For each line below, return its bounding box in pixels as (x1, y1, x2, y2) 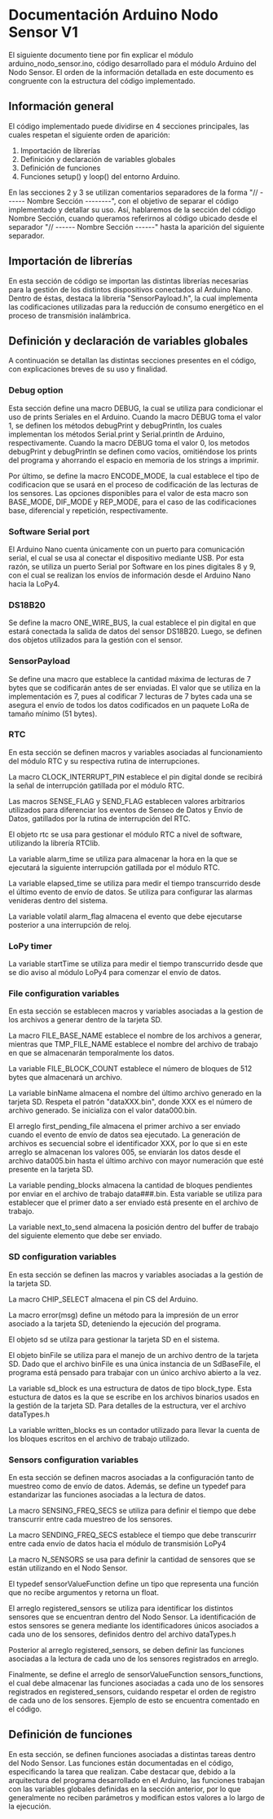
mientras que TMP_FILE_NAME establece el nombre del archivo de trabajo (8, 1039, 258, 1049)
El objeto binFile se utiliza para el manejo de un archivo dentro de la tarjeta (8, 1350, 259, 1360)
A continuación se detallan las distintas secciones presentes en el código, (8, 356, 257, 366)
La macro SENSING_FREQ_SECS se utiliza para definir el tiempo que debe (8, 1505, 257, 1516)
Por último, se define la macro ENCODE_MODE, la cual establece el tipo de (8, 471, 259, 481)
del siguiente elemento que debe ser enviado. (8, 1231, 162, 1241)
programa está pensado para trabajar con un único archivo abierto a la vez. (8, 1367, 262, 1377)
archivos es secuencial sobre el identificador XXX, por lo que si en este (8, 1139, 249, 1149)
